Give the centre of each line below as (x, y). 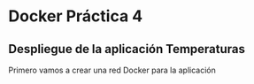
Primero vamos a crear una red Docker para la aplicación (112, 70)
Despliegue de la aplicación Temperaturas (127, 49)
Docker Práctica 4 (76, 16)
